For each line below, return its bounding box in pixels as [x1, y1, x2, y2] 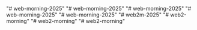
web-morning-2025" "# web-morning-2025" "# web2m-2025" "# [6, 11, 169, 18]
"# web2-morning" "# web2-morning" [31, 18, 125, 24]
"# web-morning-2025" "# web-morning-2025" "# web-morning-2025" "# [6, 5, 192, 12]
